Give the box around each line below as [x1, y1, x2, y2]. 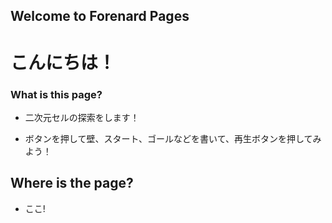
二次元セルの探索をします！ [24, 111, 140, 123]
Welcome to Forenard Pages [10, 8, 190, 25]
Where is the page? [10, 175, 134, 192]
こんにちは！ [10, 51, 117, 74]
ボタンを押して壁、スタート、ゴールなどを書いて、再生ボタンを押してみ [24, 132, 322, 144]
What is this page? [10, 87, 103, 101]
